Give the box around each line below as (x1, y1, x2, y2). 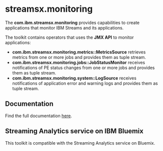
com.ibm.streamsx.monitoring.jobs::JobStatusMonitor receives (12, 59, 145, 65)
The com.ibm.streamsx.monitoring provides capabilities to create (5, 20, 140, 25)
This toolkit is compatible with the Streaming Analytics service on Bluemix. (5, 140, 155, 146)
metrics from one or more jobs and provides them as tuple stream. (12, 54, 146, 60)
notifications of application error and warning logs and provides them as (12, 80, 158, 86)
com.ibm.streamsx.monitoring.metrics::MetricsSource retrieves (12, 49, 146, 55)
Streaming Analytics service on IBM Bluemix (5, 127, 143, 135)
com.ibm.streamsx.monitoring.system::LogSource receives (12, 75, 137, 81)
